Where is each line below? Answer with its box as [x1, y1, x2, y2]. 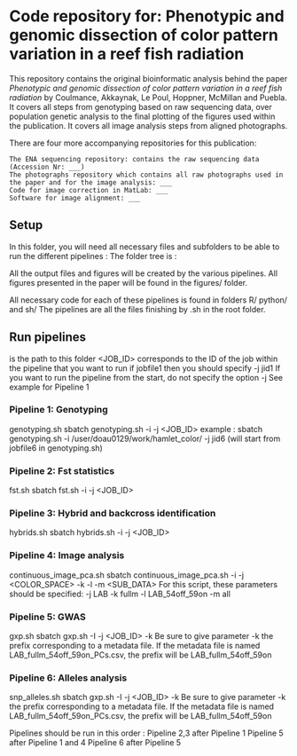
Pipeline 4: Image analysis [9, 549, 125, 562]
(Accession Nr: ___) [9, 162, 86, 171]
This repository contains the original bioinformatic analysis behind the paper [9, 73, 288, 83]
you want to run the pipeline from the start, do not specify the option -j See [9, 372, 284, 382]
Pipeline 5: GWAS [9, 610, 87, 623]
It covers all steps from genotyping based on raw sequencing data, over [9, 101, 272, 112]
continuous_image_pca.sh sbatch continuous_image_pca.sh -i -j [9, 570, 245, 580]
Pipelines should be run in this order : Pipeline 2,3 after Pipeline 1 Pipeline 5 [9, 728, 284, 738]
